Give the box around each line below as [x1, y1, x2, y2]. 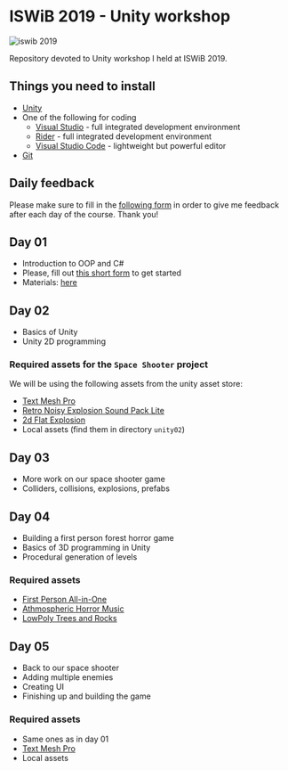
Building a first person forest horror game [21, 533, 175, 544]
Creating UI [21, 682, 65, 692]
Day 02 [9, 303, 51, 318]
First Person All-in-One [21, 594, 108, 605]
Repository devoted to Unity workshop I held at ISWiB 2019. [9, 53, 228, 63]
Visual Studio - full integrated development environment [35, 121, 241, 132]
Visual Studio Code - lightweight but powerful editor [35, 140, 227, 151]
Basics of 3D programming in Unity [21, 542, 151, 553]
